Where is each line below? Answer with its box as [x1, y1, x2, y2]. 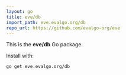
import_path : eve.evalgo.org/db [6, 19, 86, 25]
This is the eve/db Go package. [6, 41, 83, 48]
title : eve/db [6, 14, 41, 20]
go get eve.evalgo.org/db [6, 64, 70, 70]
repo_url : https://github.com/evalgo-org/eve [6, 25, 120, 31]
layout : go [6, 8, 33, 15]
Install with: [6, 52, 34, 59]
